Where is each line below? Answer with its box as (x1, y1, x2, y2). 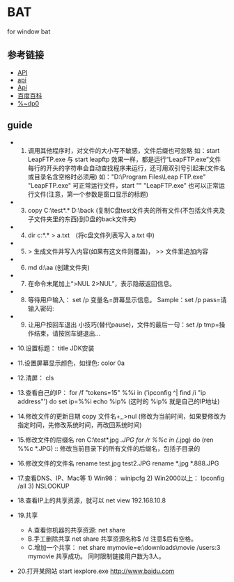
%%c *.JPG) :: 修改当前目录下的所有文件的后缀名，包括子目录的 (17, 444, 201, 452)
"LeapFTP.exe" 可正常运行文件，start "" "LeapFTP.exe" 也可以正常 (27, 181, 219, 189)
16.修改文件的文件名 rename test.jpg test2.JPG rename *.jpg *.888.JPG (17, 458, 219, 468)
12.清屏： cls (17, 373, 54, 382)
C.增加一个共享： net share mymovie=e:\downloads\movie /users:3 (27, 543, 221, 551)
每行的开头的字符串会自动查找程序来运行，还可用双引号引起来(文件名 (27, 163, 226, 172)
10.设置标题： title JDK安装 (17, 343, 95, 352)
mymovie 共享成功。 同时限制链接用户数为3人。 (27, 552, 165, 560)
